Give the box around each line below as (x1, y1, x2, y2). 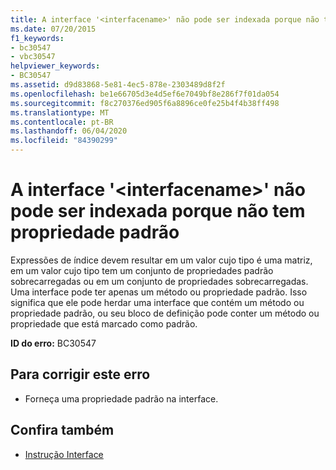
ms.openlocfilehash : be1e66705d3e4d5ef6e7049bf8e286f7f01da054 (10, 89, 280, 99)
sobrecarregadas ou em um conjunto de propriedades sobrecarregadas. (10, 275, 309, 287)
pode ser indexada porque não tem (10, 200, 306, 223)
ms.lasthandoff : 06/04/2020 (10, 126, 128, 136)
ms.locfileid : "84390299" (10, 136, 118, 146)
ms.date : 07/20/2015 (10, 24, 97, 34)
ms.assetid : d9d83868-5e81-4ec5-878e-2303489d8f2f (10, 80, 226, 90)
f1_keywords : (10, 33, 65, 43)
